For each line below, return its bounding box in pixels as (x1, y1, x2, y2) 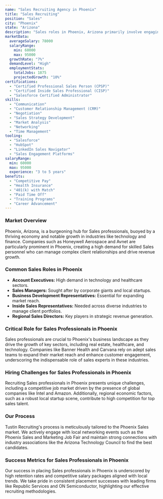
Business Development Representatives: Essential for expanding (12, 292, 144, 299)
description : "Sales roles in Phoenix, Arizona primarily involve (5, 30, 142, 34)
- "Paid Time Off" (9, 192, 47, 197)
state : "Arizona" (5, 25, 40, 30)
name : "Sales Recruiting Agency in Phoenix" (5, 7, 97, 12)
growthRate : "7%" (9, 57, 45, 62)
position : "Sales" (5, 16, 42, 21)
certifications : (5, 79, 38, 84)
